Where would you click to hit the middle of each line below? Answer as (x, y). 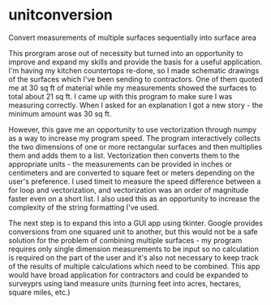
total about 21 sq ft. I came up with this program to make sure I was (120, 96)
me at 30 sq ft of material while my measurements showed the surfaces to (133, 88)
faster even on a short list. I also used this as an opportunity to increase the (134, 198)
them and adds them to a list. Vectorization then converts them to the (124, 155)
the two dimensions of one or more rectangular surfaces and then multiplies (135, 146)
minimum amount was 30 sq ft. (60, 113)
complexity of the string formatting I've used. (84, 207)
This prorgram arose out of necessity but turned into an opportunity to (126, 53)
